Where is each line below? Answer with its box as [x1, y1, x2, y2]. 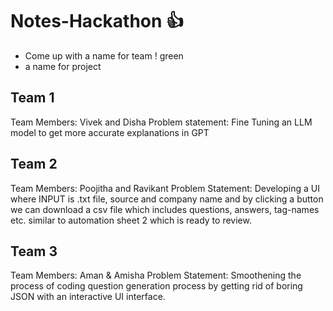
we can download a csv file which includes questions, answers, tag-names [10, 203, 320, 215]
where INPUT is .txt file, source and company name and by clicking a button [10, 193, 324, 205]
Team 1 [10, 89, 55, 107]
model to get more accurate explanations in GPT [10, 126, 210, 138]
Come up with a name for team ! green [24, 49, 184, 62]
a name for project [24, 60, 102, 72]
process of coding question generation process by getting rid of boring [10, 280, 303, 292]
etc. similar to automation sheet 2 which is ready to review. [10, 214, 252, 226]
